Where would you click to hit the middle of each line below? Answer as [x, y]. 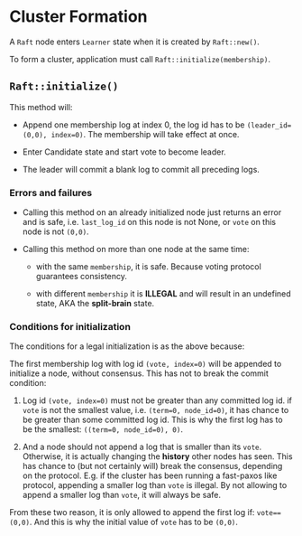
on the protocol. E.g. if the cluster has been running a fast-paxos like [150, 475]
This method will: [41, 107]
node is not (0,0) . [55, 231]
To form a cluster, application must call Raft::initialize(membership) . [140, 59]
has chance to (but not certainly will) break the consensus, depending [152, 466]
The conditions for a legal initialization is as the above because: [127, 346]
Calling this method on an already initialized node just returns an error [152, 212]
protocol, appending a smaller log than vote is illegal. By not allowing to [155, 485]
